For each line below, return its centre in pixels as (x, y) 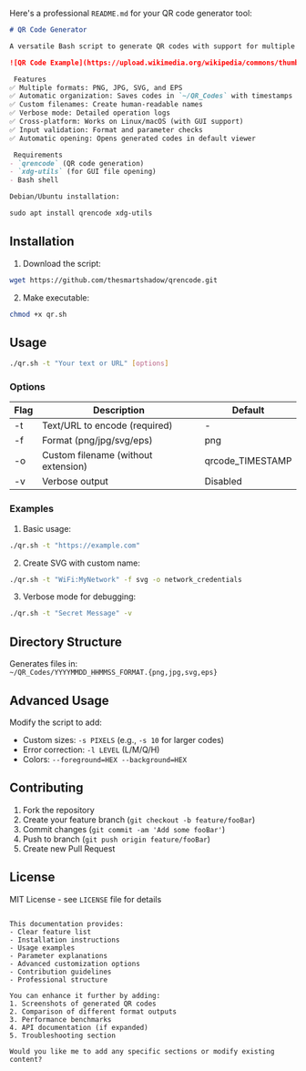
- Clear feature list (51, 932)
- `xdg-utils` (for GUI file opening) (83, 172)
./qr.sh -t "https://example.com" (75, 546)
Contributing (46, 788)
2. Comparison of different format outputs (93, 1011)
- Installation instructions (65, 940)
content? (26, 1059)
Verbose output (76, 482)
